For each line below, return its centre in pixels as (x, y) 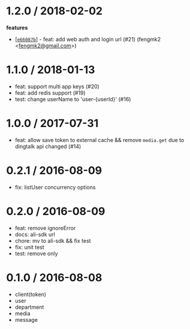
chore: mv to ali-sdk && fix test (53, 240)
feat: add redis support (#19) (50, 93)
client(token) (31, 294)
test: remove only (36, 253)
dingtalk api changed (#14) (48, 146)
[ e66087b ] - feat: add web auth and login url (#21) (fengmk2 (88, 39)
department (29, 307)
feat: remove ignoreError (45, 228)
